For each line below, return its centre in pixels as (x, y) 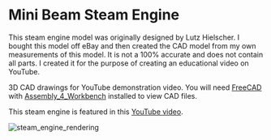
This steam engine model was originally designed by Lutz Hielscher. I (124, 37)
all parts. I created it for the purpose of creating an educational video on (129, 63)
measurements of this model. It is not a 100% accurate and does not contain (136, 54)
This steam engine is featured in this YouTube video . (96, 112)
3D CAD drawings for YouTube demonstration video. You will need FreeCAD (135, 87)
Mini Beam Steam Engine (94, 15)
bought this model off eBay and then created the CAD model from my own (132, 45)
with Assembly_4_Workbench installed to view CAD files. (103, 95)
